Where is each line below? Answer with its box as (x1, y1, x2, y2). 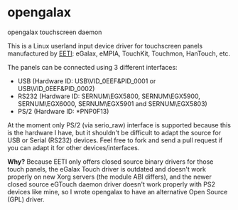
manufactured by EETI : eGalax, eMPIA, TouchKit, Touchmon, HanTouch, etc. (7, 49, 231, 58)
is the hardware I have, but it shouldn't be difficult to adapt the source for (7, 128, 222, 137)
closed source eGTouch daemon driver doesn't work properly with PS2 (7, 179, 215, 189)
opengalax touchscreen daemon (7, 28, 102, 36)
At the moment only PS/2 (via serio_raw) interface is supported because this (7, 120, 231, 129)
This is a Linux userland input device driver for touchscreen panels (7, 41, 203, 50)
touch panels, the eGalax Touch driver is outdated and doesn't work (7, 164, 206, 173)
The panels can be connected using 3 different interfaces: (7, 63, 178, 71)
